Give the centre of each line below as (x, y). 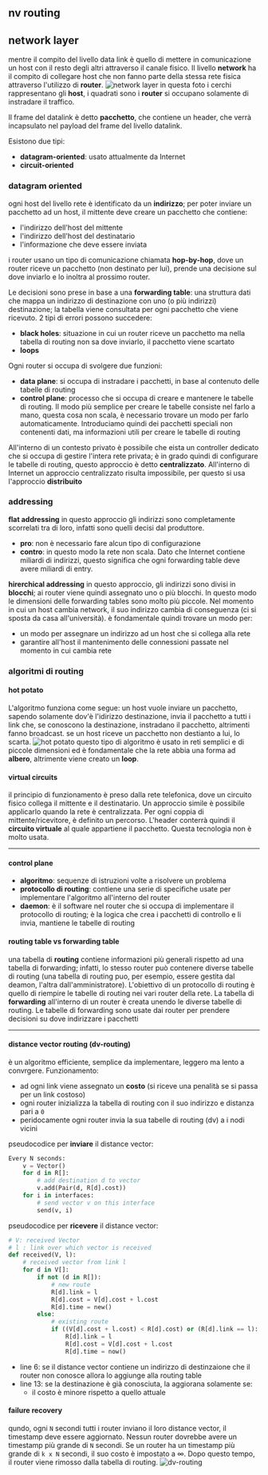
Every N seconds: (37, 1158)
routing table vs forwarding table (64, 941)
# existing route (80, 1322)
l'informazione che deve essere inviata (83, 244)
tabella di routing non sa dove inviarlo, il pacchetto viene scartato (127, 342)
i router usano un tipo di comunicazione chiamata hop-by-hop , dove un (126, 259)
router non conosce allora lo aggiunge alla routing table (110, 1375)
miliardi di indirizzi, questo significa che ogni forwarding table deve (130, 560)
